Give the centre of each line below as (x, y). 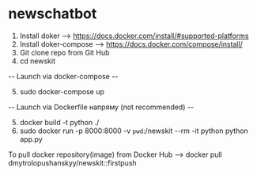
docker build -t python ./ (59, 122)
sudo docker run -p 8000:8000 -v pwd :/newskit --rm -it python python (134, 131)
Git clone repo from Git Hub (64, 52)
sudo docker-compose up (62, 91)
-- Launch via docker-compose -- (63, 76)
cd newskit (37, 61)
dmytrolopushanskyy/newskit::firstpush (72, 162)
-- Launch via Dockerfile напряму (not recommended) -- (101, 107)
